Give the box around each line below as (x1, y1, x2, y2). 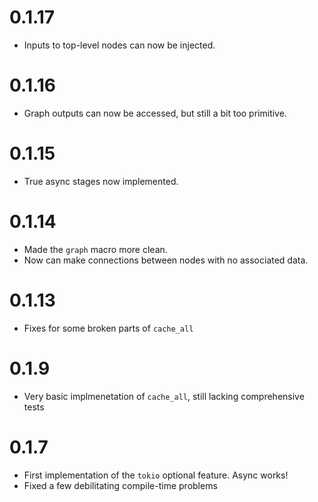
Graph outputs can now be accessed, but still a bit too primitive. (23, 107, 287, 119)
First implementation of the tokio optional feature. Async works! (23, 469, 289, 481)
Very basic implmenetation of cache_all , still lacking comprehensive (23, 390, 305, 402)
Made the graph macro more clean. (23, 243, 168, 255)
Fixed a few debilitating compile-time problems (23, 479, 218, 491)
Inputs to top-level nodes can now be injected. (23, 39, 216, 51)
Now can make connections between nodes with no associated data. (23, 254, 309, 266)
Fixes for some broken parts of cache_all (23, 322, 194, 334)
